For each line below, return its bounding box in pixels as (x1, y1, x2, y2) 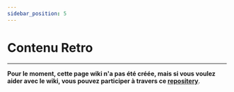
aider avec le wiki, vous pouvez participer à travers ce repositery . (7, 77, 201, 85)
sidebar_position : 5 (7, 10, 68, 17)
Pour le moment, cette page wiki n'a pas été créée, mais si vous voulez (7, 69, 216, 77)
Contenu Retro (7, 39, 93, 55)
